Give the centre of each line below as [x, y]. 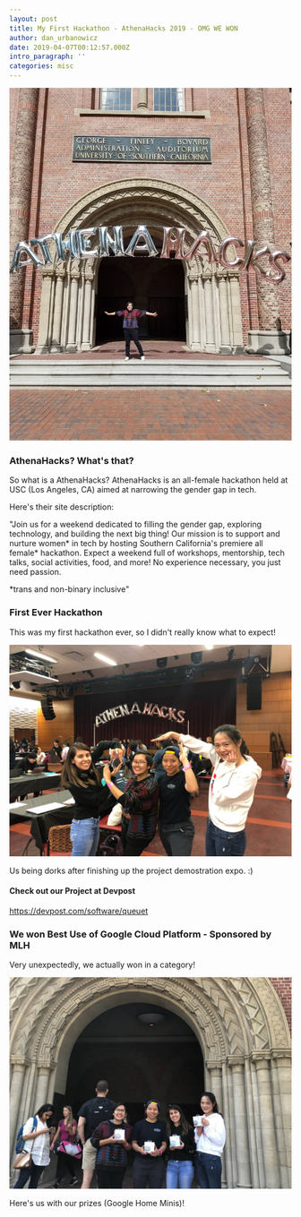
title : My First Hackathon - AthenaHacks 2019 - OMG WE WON [124, 28]
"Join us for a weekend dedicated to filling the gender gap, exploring [136, 525]
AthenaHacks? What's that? [72, 461]
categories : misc [42, 66]
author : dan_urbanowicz [54, 38]
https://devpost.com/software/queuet [79, 911]
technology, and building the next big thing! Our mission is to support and [145, 534]
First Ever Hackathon [56, 613]
